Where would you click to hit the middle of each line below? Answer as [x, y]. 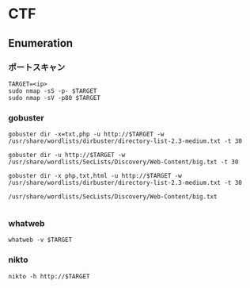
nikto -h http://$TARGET [49, 276]
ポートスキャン [37, 67]
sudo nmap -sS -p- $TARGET [53, 91]
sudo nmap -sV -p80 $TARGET [55, 98]
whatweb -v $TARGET [40, 240]
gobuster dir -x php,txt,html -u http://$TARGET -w [95, 176]
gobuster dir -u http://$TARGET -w [67, 156]
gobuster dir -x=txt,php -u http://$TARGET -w [86, 134]
